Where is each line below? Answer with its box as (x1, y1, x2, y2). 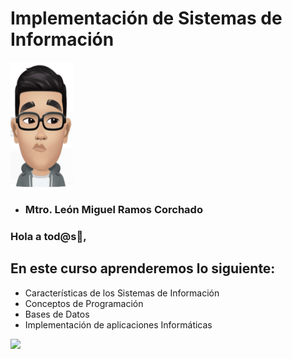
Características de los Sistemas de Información (24, 287, 220, 299)
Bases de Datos (24, 308, 90, 320)
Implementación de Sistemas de (10, 7, 283, 30)
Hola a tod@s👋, (10, 229, 87, 243)
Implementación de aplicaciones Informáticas (24, 318, 213, 331)
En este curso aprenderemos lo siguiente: (10, 260, 276, 277)
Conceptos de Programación (24, 297, 144, 309)
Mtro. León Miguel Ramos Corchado (24, 202, 203, 216)
